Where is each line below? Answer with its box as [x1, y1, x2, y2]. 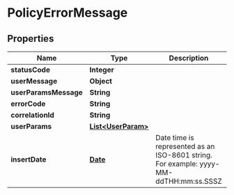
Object [89, 77, 113, 86]
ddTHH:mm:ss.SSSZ [155, 176, 222, 186]
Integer [89, 65, 114, 75]
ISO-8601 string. [155, 150, 212, 159]
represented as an [155, 141, 215, 151]
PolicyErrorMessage [7, 5, 128, 21]
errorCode [10, 99, 46, 109]
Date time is [155, 133, 194, 142]
